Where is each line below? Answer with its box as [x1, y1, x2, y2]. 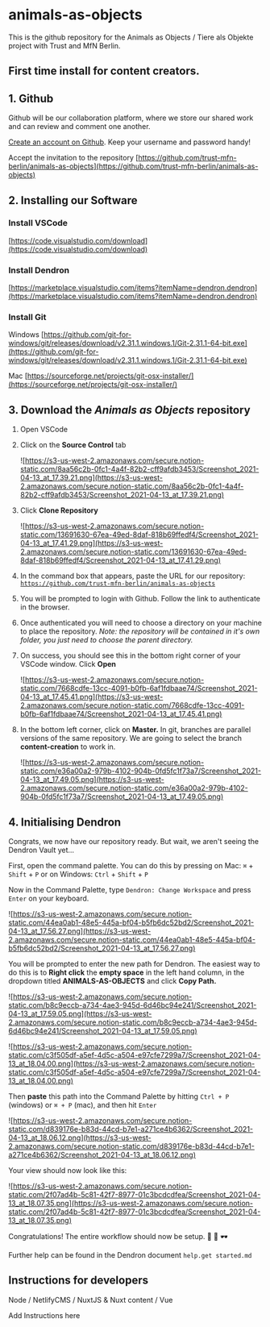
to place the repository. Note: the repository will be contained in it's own [19, 626, 260, 636]
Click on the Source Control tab [19, 440, 127, 450]
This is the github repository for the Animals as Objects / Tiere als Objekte [8, 32, 254, 42]
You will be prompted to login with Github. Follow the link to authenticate [19, 594, 260, 604]
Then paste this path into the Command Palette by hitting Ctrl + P [8, 1092, 230, 1101]
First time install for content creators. [8, 64, 200, 78]
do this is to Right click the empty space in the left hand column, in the [8, 967, 245, 977]
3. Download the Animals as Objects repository [8, 403, 251, 417]
